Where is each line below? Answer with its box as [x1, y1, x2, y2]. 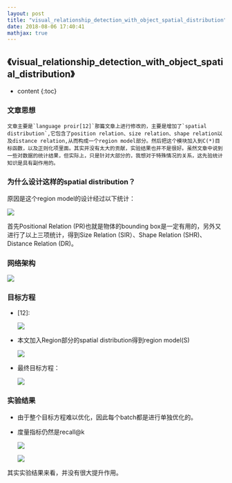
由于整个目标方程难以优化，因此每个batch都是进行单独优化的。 [17, 413, 197, 421]
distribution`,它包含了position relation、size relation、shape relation [7, 130, 217, 137]
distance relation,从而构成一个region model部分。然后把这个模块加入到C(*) [12, 138, 215, 145]
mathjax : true [7, 29, 48, 37]
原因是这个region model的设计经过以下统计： [7, 194, 136, 202]
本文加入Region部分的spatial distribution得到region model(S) [17, 336, 190, 344]
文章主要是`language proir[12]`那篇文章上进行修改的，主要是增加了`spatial [7, 123, 207, 130]
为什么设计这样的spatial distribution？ [7, 177, 136, 187]
